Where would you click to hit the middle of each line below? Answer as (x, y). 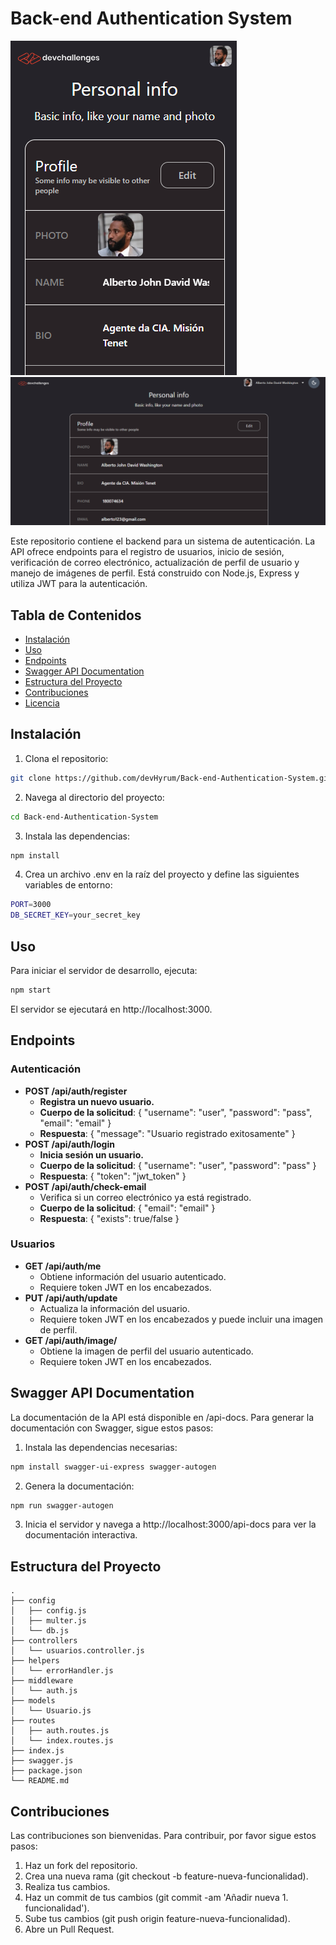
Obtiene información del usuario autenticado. (133, 1276)
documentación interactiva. (81, 1535)
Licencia (42, 703)
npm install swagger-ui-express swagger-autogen (113, 1467)
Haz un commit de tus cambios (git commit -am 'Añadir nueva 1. (156, 1898)
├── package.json (46, 1771)
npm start (31, 990)
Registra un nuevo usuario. (97, 1101)
